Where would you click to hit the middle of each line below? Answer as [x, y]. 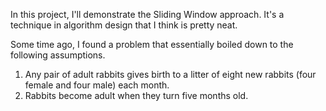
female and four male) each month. [97, 85]
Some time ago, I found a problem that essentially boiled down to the [152, 44]
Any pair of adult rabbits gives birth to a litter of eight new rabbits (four [170, 74]
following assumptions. [58, 55]
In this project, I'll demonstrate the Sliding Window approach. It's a [147, 14]
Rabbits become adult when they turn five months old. [136, 95]
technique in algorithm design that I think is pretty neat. [124, 25]
